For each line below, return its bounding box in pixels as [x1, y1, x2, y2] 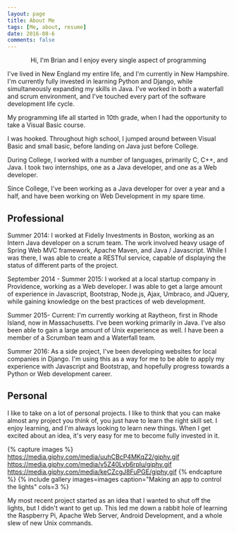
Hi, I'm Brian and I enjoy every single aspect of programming [30, 56, 206, 64]
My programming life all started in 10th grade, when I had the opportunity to [7, 114, 228, 122]
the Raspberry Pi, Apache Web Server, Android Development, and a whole [7, 511, 223, 520]
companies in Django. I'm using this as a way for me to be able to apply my [7, 354, 225, 363]
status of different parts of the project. [7, 260, 118, 269]
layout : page [7, 10, 46, 18]
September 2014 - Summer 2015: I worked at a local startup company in [7, 275, 216, 283]
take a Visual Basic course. [7, 121, 86, 129]
